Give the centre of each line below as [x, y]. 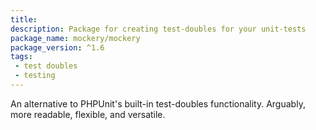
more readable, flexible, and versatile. [88, 114]
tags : [21, 57]
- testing [35, 76]
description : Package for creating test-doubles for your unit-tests [158, 29]
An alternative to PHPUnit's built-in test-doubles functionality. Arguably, [158, 103]
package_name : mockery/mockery [75, 38]
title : [24, 19]
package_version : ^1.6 [57, 47]
